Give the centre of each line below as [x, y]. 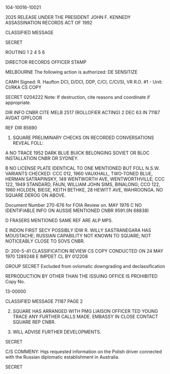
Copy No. [15, 282]
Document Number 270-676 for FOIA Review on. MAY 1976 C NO [74, 205]
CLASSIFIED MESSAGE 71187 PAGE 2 [44, 301]
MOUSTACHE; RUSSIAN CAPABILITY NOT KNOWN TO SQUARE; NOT [78, 236]
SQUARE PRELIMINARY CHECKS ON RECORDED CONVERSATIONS [83, 138]
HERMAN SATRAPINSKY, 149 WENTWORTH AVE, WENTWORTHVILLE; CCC [85, 179]
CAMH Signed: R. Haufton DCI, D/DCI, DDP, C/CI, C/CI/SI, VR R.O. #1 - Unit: [84, 82]
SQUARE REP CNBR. [34, 322]
